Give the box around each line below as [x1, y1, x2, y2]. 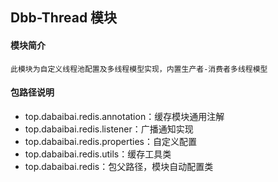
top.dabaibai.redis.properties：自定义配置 [24, 135, 197, 147]
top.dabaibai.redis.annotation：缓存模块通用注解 [24, 110, 225, 122]
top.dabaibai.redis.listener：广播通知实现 [24, 123, 194, 135]
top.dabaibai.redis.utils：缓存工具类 [24, 148, 172, 160]
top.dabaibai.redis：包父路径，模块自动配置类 [24, 160, 214, 172]
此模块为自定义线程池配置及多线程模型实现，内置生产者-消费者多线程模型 [10, 64, 268, 74]
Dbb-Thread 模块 [10, 9, 118, 27]
